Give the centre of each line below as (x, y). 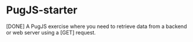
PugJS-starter (42, 10)
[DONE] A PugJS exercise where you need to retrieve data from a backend (96, 26)
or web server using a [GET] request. (51, 32)
